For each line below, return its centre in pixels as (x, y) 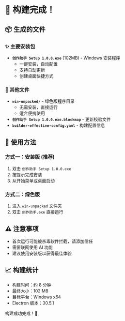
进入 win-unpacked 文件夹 (37, 206)
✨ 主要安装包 (20, 46)
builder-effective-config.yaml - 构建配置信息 (58, 125)
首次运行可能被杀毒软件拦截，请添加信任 (52, 241)
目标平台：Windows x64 (37, 297)
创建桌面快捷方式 (36, 76)
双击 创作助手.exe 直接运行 (38, 212)
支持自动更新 (32, 70)
